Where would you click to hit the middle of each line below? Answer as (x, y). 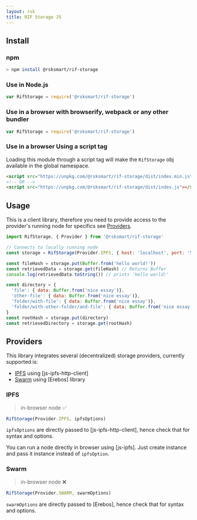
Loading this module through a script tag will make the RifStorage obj (90, 159)
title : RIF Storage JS (34, 17)
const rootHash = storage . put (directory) (57, 318)
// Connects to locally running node (52, 247)
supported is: (22, 362)
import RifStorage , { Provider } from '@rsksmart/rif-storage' (85, 237)
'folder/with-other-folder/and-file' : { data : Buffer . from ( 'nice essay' (102, 307)
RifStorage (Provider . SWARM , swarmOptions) (59, 493)
